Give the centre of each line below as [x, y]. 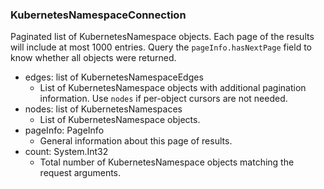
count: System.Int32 [66, 152]
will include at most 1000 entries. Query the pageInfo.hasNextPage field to [161, 47]
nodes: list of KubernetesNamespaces [103, 109]
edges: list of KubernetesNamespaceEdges [114, 77]
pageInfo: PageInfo [64, 130]
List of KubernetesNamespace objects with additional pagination [173, 88]
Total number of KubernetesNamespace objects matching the [167, 162]
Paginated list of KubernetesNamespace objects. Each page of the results [162, 37]
